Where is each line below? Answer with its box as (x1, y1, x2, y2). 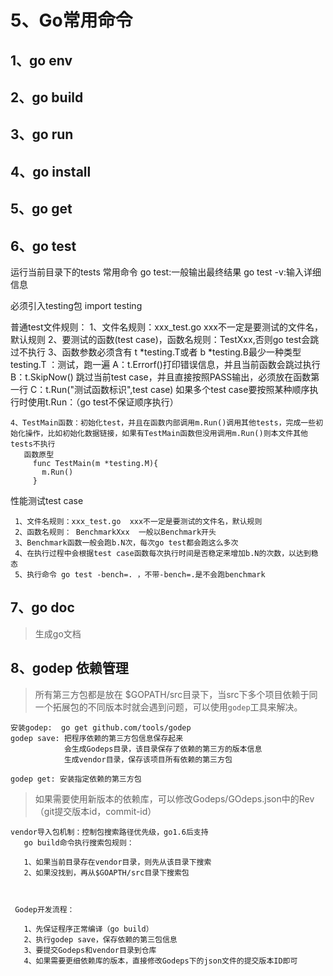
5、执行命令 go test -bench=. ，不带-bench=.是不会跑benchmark (14, 569, 266, 580)
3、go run (10, 126, 74, 143)
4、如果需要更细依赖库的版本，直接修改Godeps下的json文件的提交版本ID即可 (23, 956, 298, 966)
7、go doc (10, 599, 75, 616)
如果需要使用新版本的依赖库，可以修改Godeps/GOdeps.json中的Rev (34, 792, 315, 805)
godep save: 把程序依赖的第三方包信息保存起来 (10, 733, 184, 743)
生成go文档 (34, 627, 82, 640)
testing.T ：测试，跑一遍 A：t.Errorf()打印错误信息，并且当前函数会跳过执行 (10, 358, 321, 370)
